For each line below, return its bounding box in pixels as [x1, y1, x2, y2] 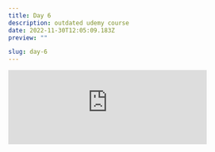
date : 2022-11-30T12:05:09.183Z [8, 26, 115, 34]
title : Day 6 [8, 11, 52, 20]
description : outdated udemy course [8, 19, 129, 27]
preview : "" [8, 33, 48, 42]
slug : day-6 [8, 48, 48, 56]
